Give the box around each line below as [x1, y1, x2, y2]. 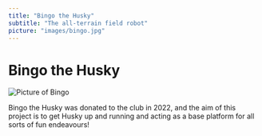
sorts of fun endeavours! [8, 120, 90, 130]
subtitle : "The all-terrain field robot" [8, 19, 149, 27]
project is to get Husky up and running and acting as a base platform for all [8, 111, 255, 121]
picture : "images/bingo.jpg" [8, 26, 105, 34]
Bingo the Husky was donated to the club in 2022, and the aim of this [8, 103, 236, 113]
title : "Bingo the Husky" [8, 11, 94, 20]
